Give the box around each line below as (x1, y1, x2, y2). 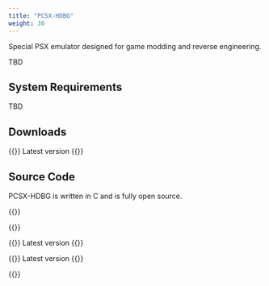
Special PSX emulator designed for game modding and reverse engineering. (8, 41, 262, 51)
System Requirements (8, 80, 123, 93)
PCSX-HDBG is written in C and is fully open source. (8, 191, 183, 201)
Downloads (8, 125, 67, 139)
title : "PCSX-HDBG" (8, 11, 74, 20)
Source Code (8, 170, 75, 184)
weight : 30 (8, 19, 45, 27)
